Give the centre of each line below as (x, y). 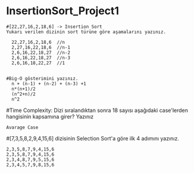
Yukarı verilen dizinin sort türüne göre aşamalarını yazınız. (86, 32)
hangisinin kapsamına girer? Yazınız (50, 116)
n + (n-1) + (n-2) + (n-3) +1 (49, 84)
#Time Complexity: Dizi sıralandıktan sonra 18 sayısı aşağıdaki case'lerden (97, 110)
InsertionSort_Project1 (63, 11)
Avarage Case (22, 127)
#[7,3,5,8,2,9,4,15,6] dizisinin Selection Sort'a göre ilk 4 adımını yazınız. (93, 138)
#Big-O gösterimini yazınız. (42, 78)
